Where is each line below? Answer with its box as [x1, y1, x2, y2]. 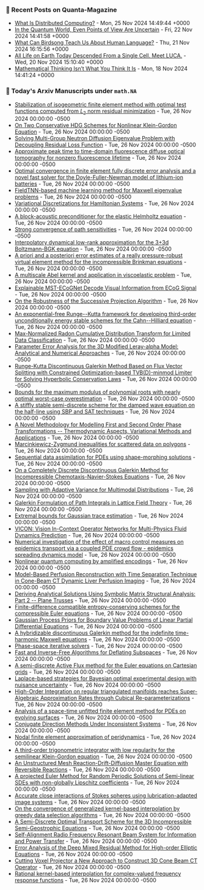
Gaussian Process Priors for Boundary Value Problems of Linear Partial [14, 616, 193, 624]
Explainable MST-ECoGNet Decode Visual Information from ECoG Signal [14, 284, 197, 292]
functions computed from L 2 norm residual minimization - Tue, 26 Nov [14, 107, 192, 116]
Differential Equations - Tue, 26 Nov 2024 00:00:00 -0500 [14, 623, 162, 630]
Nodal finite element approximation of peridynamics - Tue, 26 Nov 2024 [14, 733, 196, 741]
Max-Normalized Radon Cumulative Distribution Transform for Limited [14, 330, 191, 338]
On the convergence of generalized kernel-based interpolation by [14, 805, 180, 812]
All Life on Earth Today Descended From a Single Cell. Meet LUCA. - [14, 52, 187, 59]
